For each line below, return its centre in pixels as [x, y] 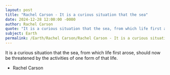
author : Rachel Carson [29, 24]
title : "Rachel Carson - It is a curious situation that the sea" [77, 15]
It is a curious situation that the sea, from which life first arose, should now [83, 52]
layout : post [19, 10]
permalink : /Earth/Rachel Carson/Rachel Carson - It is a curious [77, 39]
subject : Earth [21, 33]
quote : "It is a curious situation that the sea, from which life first [83, 29]
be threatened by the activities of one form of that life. [61, 58]
